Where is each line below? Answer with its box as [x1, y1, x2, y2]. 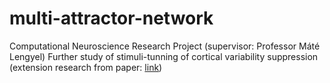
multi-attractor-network [9, 7, 214, 30]
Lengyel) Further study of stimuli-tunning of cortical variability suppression [9, 50, 319, 62]
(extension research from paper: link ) [9, 61, 163, 73]
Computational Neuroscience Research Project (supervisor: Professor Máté [9, 40, 321, 52]
